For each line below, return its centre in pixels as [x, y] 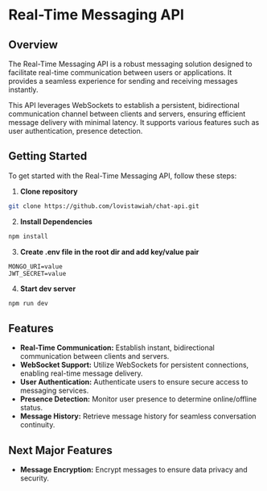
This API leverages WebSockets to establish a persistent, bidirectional [124, 105]
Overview [33, 45]
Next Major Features [60, 450]
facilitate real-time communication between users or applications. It [120, 73]
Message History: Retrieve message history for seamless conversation [138, 416]
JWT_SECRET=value [37, 273]
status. [31, 408]
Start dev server [48, 289]
